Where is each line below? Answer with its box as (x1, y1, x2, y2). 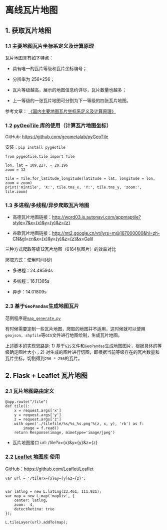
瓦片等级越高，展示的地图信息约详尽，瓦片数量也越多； (12, 86, 126, 93)
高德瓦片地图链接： (12, 214, 52, 220)
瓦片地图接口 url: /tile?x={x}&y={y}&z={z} (12, 440, 98, 446)
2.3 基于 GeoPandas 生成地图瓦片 (5, 302, 79, 309)
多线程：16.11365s (12, 278, 49, 284)
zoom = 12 (5, 167, 26, 172)
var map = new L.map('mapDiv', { (5, 493, 75, 498)
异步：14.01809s (12, 289, 46, 295)
